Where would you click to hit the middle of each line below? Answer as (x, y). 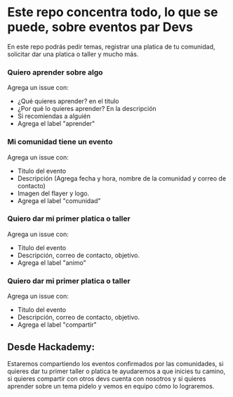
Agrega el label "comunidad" (59, 200)
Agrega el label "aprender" (56, 124)
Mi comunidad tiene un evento (60, 142)
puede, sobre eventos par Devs (100, 27)
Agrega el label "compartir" (57, 325)
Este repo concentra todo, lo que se (113, 12)
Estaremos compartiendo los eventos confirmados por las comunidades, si (115, 363)
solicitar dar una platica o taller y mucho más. (73, 54)
